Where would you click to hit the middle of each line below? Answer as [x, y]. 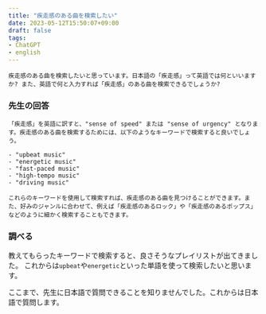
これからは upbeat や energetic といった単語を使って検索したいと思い [134, 265]
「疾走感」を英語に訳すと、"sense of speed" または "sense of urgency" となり [130, 124]
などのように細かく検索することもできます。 [70, 215]
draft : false [30, 30]
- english [25, 52]
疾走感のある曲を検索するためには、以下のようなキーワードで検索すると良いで [129, 133]
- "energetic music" [43, 162]
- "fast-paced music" [44, 169]
